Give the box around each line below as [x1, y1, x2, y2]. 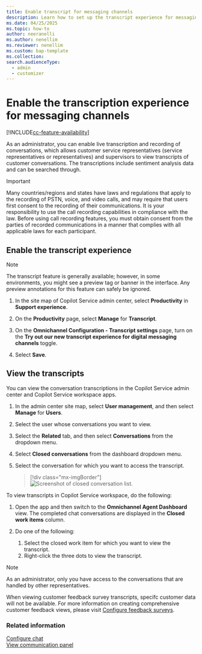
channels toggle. [14, 340, 58, 346]
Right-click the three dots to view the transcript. [23, 552, 142, 559]
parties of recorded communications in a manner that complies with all [6, 221, 182, 228]
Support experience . [14, 304, 68, 310]
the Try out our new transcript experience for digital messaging [14, 333, 177, 340]
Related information [6, 621, 66, 629]
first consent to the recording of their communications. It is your [6, 202, 165, 209]
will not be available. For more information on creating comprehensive [6, 599, 179, 607]
